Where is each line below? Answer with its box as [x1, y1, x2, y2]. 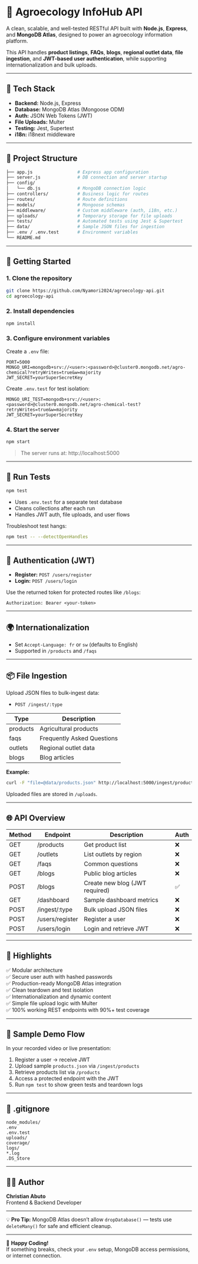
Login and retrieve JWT [84, 925, 149, 933]
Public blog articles [84, 869, 137, 877]
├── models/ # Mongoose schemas [6, 202, 126, 208]
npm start [6, 439, 31, 445]
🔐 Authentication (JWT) [6, 555, 95, 565]
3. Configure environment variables [6, 334, 110, 342]
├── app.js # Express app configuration [6, 169, 149, 175]
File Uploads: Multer [14, 118, 65, 126]
